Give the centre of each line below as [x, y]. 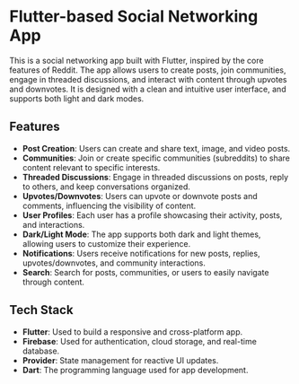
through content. [53, 282]
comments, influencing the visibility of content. [109, 205]
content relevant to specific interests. [91, 167]
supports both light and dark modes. [77, 98]
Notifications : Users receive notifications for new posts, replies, [141, 253]
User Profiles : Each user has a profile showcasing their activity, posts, [152, 215]
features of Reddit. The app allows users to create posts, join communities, [148, 70]
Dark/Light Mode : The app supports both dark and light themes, [141, 234]
